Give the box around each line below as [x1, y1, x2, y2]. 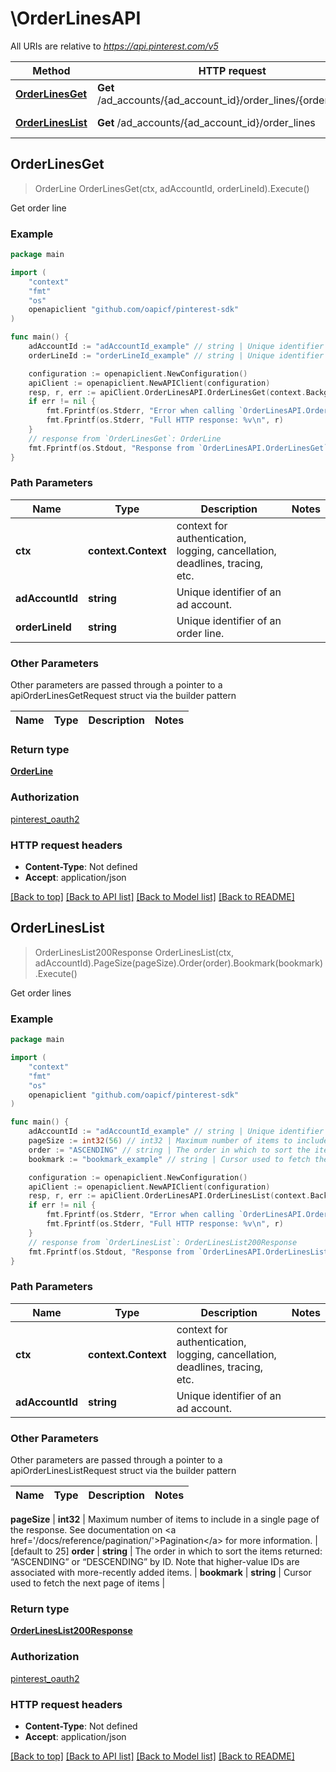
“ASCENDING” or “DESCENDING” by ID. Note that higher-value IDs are [10, 1555, 300, 1567]
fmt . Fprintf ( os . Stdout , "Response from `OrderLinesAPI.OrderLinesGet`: [28, 443, 333, 453]
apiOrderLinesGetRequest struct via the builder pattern [10, 690, 237, 702]
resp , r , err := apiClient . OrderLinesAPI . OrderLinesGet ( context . [28, 387, 307, 397]
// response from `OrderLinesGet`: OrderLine [28, 433, 222, 444]
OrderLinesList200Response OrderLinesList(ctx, [34, 946, 235, 958]
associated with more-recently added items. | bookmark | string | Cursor [10, 1566, 312, 1578]
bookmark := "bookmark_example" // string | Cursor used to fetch [28, 1154, 311, 1164]
